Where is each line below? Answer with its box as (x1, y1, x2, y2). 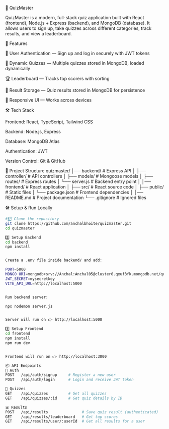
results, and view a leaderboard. (5, 31, 72, 36)
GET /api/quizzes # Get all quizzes (5, 391, 107, 396)
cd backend (5, 240, 28, 245)
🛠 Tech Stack (5, 107, 34, 113)
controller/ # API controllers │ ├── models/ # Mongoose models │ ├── (5, 173, 153, 179)
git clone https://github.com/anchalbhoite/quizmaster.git (5, 221, 132, 226)
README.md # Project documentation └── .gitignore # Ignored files (5, 195, 147, 201)
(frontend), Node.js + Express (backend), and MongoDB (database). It (5, 20, 150, 26)
